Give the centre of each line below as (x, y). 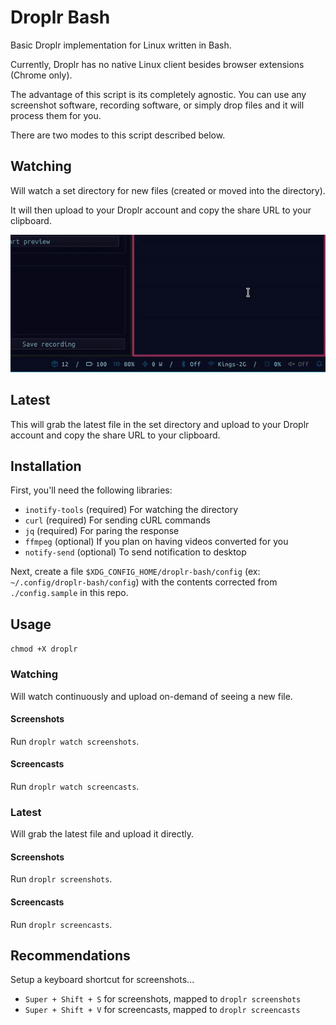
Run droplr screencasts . (61, 924)
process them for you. (56, 115)
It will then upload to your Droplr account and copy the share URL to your (161, 210)
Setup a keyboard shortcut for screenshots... (102, 980)
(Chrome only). (41, 75)
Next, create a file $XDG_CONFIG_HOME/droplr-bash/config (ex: (135, 572)
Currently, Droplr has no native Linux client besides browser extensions (157, 64)
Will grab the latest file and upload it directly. (102, 834)
